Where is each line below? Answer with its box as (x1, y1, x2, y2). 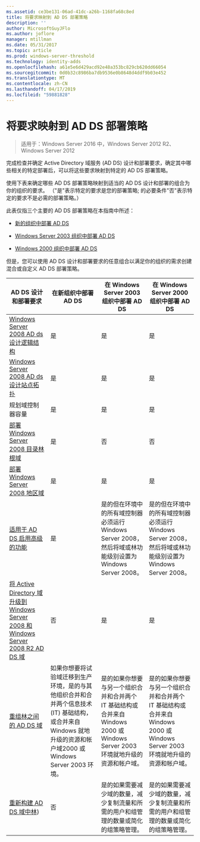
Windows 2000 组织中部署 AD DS (14, 245, 98, 252)
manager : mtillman (6, 36, 52, 42)
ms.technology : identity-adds (6, 58, 82, 64)
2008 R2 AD (9, 644, 45, 653)
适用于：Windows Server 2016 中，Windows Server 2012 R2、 (20, 140, 174, 147)
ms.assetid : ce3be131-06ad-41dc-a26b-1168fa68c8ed (6, 8, 135, 15)
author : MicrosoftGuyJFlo (6, 25, 70, 32)
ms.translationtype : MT (6, 75, 65, 81)
